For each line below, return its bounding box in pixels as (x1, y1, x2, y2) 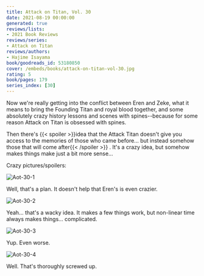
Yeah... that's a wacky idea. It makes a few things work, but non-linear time (6, 209, 195, 216)
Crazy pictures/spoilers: (6, 162, 67, 169)
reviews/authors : (6, 49, 51, 55)
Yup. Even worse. (6, 239, 51, 246)
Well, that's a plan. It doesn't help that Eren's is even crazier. (6, 185, 158, 193)
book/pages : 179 (6, 77, 47, 83)
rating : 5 (6, 71, 32, 77)
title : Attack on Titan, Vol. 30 (6, 9, 91, 15)
